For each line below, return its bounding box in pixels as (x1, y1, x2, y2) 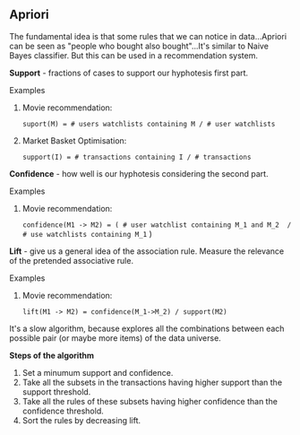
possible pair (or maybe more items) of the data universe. (9, 332, 221, 344)
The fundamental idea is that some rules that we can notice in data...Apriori (9, 30, 287, 41)
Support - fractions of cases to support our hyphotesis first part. (9, 67, 249, 78)
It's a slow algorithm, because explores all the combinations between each (9, 323, 285, 334)
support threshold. (21, 386, 91, 397)
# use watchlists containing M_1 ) (21, 228, 152, 239)
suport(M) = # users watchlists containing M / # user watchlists (21, 119, 276, 128)
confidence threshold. (21, 405, 105, 416)
